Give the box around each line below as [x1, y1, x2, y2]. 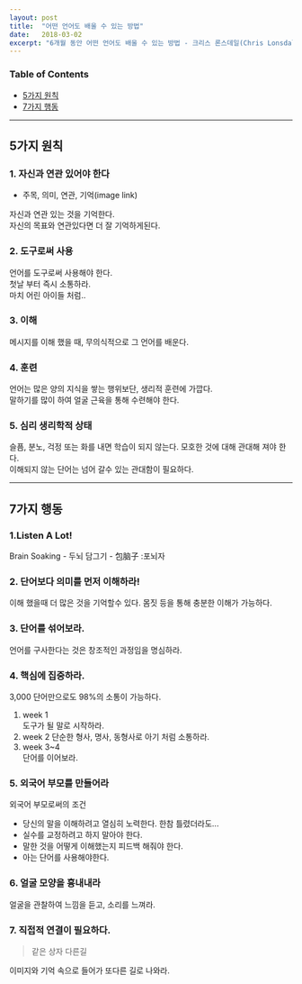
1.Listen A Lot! [9, 529, 73, 542]
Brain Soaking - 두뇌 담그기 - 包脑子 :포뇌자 [9, 551, 165, 561]
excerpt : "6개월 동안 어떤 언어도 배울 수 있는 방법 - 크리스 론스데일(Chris [9, 38, 264, 48]
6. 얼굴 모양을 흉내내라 [9, 877, 102, 889]
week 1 [22, 709, 49, 720]
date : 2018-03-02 [9, 30, 83, 39]
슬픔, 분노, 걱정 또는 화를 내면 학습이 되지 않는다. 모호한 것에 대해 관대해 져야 [9, 442, 277, 452]
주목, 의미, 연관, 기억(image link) [22, 190, 138, 201]
